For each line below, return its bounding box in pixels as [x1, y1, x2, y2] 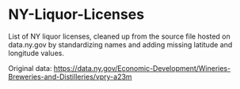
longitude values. [8, 48, 65, 57]
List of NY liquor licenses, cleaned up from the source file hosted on [8, 32, 231, 41]
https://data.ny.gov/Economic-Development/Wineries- [53, 63, 231, 72]
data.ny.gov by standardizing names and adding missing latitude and [8, 39, 233, 49]
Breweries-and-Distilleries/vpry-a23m [8, 72, 132, 81]
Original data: [8, 63, 52, 72]
